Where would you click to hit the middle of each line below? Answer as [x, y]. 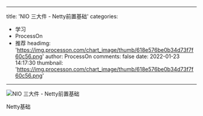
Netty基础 [19, 107]
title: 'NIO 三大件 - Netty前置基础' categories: [62, 16]
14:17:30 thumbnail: [39, 63]
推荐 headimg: [33, 43]
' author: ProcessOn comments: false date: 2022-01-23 [111, 56]
